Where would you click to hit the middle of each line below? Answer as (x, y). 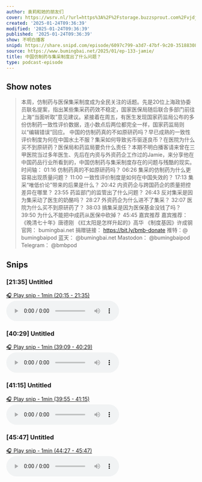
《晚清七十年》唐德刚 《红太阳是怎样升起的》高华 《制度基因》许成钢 (107, 223)
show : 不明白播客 (26, 40)
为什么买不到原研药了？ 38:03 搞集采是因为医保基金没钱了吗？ (104, 208)
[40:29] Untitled (30, 334)
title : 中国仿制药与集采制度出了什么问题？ (54, 57)
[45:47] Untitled (30, 437)
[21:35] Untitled (29, 282)
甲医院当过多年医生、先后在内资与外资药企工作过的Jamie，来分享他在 (107, 155)
